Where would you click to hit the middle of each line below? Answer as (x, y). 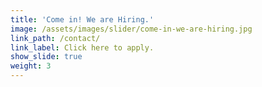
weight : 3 (31, 66)
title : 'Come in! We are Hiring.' (82, 19)
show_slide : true (46, 57)
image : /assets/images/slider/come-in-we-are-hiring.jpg (131, 29)
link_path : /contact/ (55, 38)
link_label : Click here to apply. (82, 47)
